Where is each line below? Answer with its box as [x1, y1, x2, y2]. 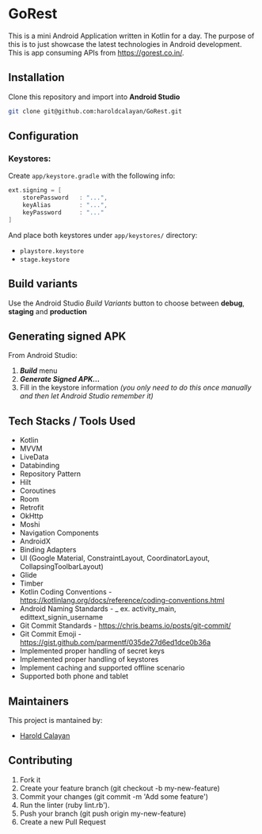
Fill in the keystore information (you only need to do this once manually [19, 382, 252, 393]
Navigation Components [19, 528, 99, 538]
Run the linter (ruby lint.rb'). [19, 800, 110, 809]
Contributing [8, 754, 73, 767]
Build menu [19, 366, 58, 375]
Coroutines [19, 486, 56, 496]
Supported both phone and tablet [19, 671, 129, 681]
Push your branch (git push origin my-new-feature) [19, 809, 187, 818]
